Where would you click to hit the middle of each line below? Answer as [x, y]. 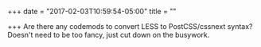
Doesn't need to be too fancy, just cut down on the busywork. [109, 35]
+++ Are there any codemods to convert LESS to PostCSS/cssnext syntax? [130, 26]
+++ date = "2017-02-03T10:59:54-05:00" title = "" [92, 11]
